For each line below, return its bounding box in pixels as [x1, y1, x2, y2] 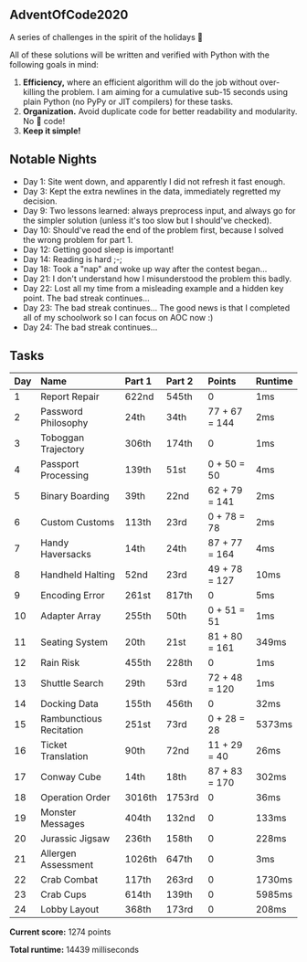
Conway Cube [40, 771, 102, 784]
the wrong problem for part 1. [22, 234, 133, 245]
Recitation [40, 724, 84, 736]
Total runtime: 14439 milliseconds [9, 945, 140, 956]
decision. [22, 196, 58, 206]
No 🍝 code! [22, 115, 66, 126]
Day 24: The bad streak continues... [22, 322, 158, 333]
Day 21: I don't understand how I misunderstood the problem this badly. [22, 273, 292, 284]
